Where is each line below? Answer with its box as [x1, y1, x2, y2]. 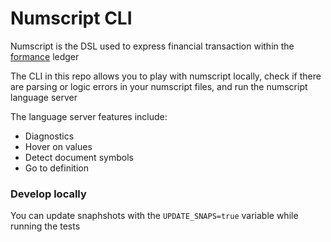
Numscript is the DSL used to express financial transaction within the [10, 40, 295, 52]
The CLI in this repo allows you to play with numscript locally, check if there [10, 70, 322, 82]
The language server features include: [10, 110, 168, 122]
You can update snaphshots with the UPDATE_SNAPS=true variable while [10, 210, 299, 222]
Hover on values [24, 140, 93, 152]
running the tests [10, 220, 81, 232]
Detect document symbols [24, 151, 134, 163]
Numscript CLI [10, 7, 133, 30]
